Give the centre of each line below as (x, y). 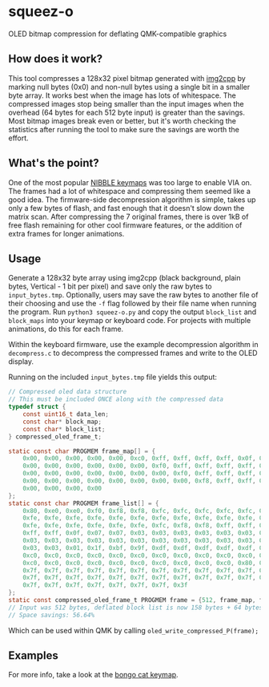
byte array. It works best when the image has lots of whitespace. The (122, 95)
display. (21, 362)
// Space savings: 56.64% (51, 615)
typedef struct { (37, 407)
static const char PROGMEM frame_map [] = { (82, 451)
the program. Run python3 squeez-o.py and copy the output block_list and (132, 312)
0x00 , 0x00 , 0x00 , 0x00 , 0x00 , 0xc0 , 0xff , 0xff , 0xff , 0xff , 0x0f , (139, 459)
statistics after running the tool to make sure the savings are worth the (124, 129)
